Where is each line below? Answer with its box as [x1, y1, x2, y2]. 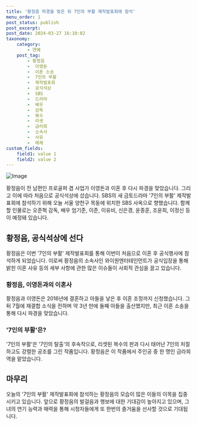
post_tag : [16, 52, 41, 58]
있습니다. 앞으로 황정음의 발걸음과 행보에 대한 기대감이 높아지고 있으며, [21, 398, 183, 405]
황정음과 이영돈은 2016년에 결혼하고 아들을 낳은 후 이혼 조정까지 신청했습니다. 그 [6, 295, 191, 302]
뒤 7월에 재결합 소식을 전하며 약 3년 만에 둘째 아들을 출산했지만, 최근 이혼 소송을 [6, 303, 189, 310]
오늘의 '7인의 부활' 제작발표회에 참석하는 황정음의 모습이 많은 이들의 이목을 [6, 391, 177, 398]
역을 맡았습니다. [6, 355, 43, 362]
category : [16, 42, 41, 48]
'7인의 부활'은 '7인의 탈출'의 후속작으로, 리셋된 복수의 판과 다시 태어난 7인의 [6, 340, 179, 347]
